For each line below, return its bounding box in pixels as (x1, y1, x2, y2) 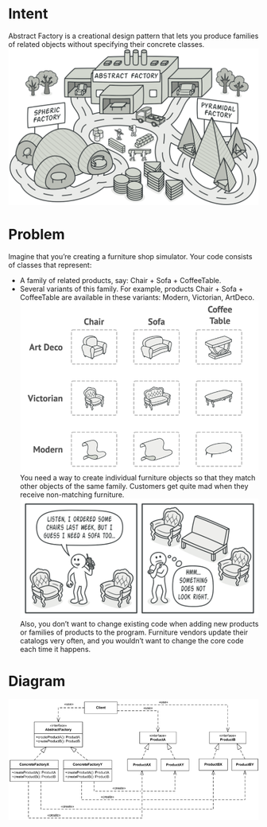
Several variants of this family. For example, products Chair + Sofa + (19, 284, 244, 293)
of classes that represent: (8, 260, 92, 270)
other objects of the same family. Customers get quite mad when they (19, 481, 249, 491)
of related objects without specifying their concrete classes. (8, 39, 205, 49)
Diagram (8, 673, 66, 690)
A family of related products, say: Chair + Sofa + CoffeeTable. (19, 275, 222, 285)
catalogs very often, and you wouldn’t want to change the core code (19, 635, 244, 645)
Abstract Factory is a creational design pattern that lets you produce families (8, 31, 259, 41)
